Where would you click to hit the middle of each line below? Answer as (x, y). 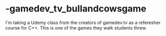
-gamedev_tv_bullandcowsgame (76, 9)
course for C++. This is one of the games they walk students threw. (76, 27)
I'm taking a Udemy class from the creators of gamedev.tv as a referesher (83, 22)
